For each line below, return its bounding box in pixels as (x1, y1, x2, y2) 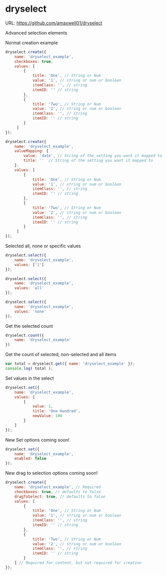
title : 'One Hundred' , (32, 409, 81, 414)
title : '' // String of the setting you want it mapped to (23, 158, 153, 163)
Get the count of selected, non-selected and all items (5, 352, 117, 358)
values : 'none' (14, 309, 47, 314)
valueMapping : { (14, 149, 49, 154)
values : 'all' (14, 285, 44, 291)
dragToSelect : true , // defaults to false (14, 494, 106, 499)
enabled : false (14, 456, 47, 461)
